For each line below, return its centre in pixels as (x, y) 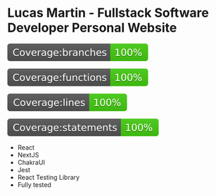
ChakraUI (31, 162)
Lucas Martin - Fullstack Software (108, 13)
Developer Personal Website (92, 28)
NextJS (28, 155)
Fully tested (34, 185)
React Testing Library (48, 177)
